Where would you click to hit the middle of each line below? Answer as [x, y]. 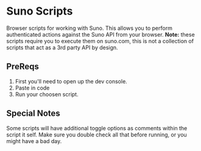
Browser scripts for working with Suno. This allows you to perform [89, 28]
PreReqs [23, 67]
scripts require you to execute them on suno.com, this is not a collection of [100, 41]
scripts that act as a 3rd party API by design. [62, 47]
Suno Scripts [40, 11]
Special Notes [33, 114]
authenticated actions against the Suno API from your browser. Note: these [100, 34]
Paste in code [32, 88]
